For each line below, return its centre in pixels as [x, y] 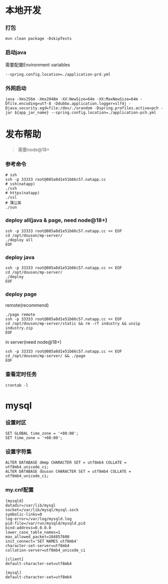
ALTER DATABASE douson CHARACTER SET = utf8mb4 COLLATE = [68, 472]
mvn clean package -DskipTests [39, 39]
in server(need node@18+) [33, 342]
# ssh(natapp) [20, 184]
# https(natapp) [22, 193]
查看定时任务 [21, 374]
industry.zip [19, 328]
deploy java [20, 257]
